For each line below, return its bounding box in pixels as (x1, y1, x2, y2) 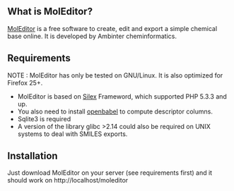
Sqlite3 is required (17, 114, 71, 123)
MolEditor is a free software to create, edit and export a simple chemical (7, 24, 218, 32)
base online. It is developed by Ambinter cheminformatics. (7, 32, 177, 40)
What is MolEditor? (7, 6, 93, 18)
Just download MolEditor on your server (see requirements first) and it (7, 168, 213, 177)
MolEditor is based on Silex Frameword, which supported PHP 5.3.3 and (17, 92, 228, 101)
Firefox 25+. (7, 78, 43, 87)
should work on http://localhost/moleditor (7, 176, 129, 185)
